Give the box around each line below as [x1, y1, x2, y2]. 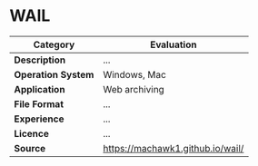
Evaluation [149, 38, 197, 51]
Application [14, 83, 65, 95]
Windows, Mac [103, 68, 166, 81]
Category [33, 38, 75, 51]
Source [14, 142, 46, 154]
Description [14, 54, 66, 66]
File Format [14, 97, 64, 110]
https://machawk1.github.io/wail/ [103, 142, 244, 154]
